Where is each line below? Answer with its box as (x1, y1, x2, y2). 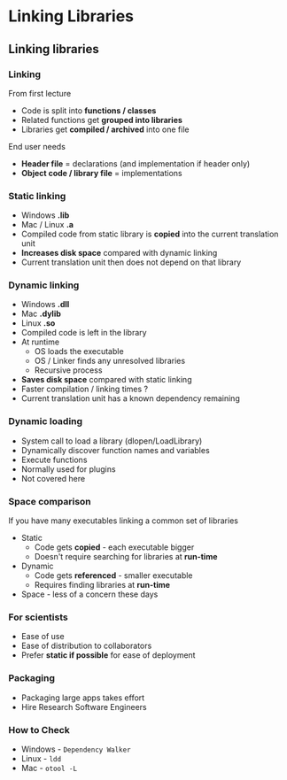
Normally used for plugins (20, 463, 116, 475)
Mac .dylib (20, 308, 61, 320)
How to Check (8, 723, 70, 736)
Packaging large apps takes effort (20, 692, 145, 703)
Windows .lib (20, 210, 70, 220)
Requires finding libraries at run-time (34, 580, 170, 591)
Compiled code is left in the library (20, 328, 147, 338)
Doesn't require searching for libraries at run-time (34, 552, 218, 562)
